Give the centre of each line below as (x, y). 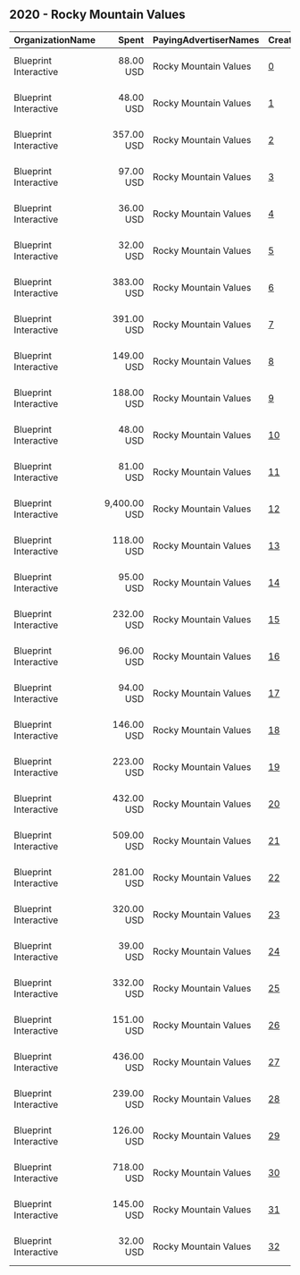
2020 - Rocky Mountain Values (97, 15)
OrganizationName (55, 39)
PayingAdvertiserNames (206, 39)
